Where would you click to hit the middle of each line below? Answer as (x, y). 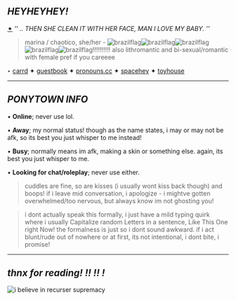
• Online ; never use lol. (41, 116)
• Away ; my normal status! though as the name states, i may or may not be (116, 130)
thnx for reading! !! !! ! (56, 273)
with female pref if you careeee (70, 57)
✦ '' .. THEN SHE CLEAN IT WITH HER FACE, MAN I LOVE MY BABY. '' (109, 28)
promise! (37, 244)
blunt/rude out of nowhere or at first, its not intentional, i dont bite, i (122, 237)
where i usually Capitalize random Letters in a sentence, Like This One (126, 222)
